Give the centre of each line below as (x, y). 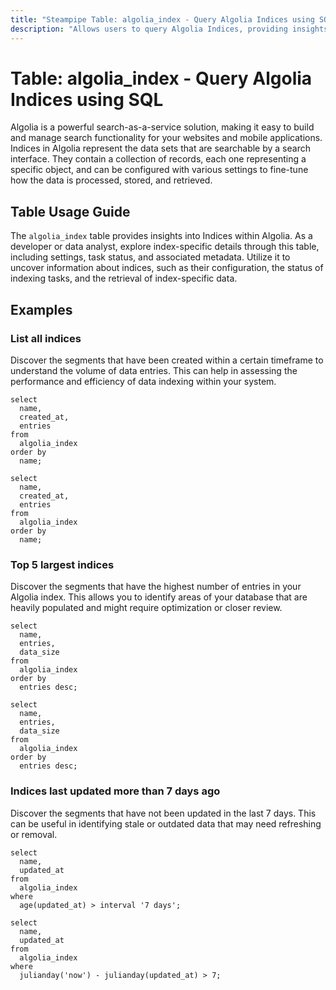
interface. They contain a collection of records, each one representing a (158, 159)
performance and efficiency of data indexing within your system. (143, 381)
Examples (41, 309)
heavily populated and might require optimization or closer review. (146, 608)
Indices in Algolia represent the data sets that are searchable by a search (160, 148)
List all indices (46, 338)
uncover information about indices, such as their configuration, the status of (167, 268)
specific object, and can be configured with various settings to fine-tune (159, 170)
